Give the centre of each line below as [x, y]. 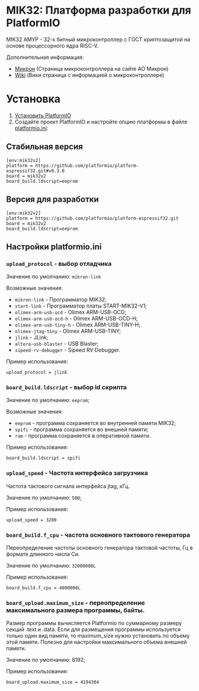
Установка [33, 99]
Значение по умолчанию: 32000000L [51, 566]
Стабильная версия [44, 147]
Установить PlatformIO [43, 115]
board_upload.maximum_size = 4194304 [53, 682]
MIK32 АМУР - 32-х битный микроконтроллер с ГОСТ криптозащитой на [98, 39]
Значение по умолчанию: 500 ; [44, 497]
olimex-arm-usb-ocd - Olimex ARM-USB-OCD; [70, 312]
